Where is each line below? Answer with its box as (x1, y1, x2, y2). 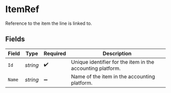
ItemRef (5, 4, 40, 15)
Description (102, 50, 132, 57)
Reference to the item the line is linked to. (5, 20, 93, 26)
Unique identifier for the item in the (71, 58, 154, 65)
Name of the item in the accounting (71, 73, 155, 80)
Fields (5, 35, 25, 43)
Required (43, 50, 66, 57)
